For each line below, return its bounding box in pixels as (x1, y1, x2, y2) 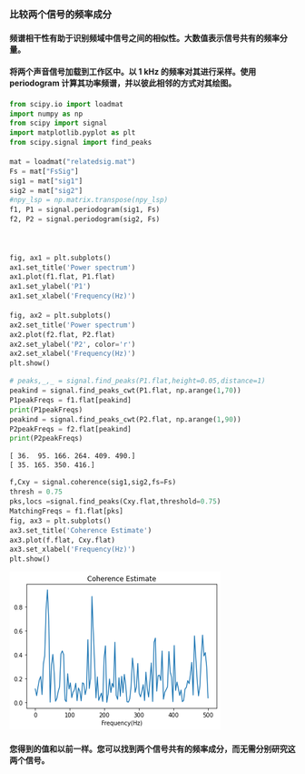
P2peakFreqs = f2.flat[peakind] (9, 424, 132, 433)
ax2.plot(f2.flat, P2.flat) (9, 330, 116, 339)
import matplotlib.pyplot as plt (9, 128, 136, 137)
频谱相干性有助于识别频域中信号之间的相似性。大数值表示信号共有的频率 (9, 32, 280, 43)
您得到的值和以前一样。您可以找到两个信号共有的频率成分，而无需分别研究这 (9, 743, 296, 754)
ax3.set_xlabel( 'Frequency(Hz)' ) (9, 545, 136, 555)
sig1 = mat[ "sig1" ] (9, 176, 84, 186)
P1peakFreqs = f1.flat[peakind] (9, 395, 132, 404)
